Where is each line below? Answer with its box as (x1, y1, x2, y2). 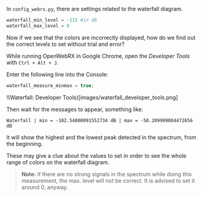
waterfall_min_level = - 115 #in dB (6, 17, 97, 23)
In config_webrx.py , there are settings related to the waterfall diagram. (6, 6, 183, 12)
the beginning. (6, 140, 43, 147)
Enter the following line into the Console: (6, 71, 108, 78)
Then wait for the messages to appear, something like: (6, 106, 144, 113)
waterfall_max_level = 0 (6, 23, 70, 29)
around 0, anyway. (21, 183, 69, 191)
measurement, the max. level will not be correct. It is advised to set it (21, 177, 195, 184)
